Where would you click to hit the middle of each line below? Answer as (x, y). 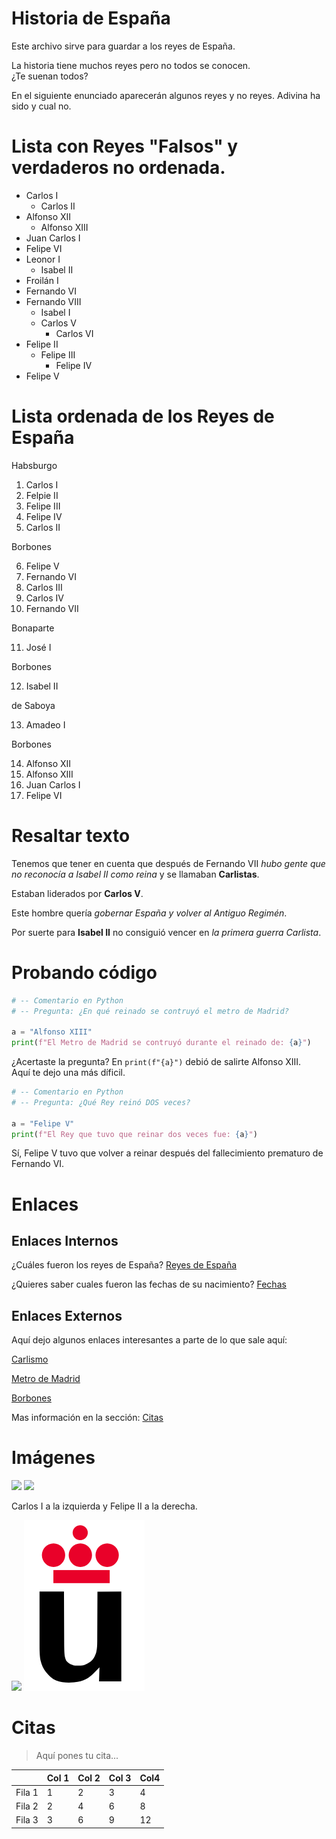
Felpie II (42, 495)
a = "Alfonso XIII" (52, 1032)
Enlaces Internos (65, 1241)
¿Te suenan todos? (50, 76)
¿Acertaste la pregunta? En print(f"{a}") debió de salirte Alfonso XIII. (156, 1062)
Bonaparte (33, 628)
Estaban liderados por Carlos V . (77, 893)
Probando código (84, 972)
